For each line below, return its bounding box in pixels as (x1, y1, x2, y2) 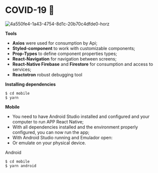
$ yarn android (5, 163, 37, 168)
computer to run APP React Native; (12, 118, 84, 124)
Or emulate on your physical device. (12, 140, 86, 146)
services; (12, 66, 31, 72)
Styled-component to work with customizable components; (12, 45, 135, 51)
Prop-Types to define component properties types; (12, 51, 117, 57)
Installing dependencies (5, 81, 56, 87)
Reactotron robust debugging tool (12, 71, 83, 77)
